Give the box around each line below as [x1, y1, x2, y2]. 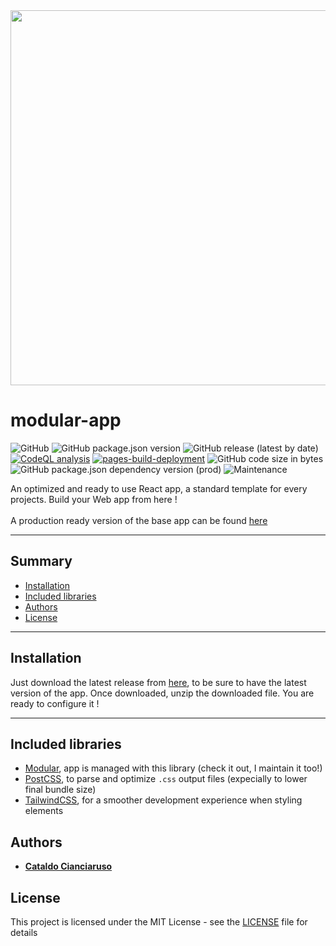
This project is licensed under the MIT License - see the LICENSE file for [10, 916, 308, 928]
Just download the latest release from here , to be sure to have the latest [10, 676, 307, 688]
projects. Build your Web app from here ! [10, 493, 178, 505]
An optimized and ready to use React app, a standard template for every [10, 482, 308, 494]
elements [24, 805, 64, 817]
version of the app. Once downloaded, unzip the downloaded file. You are [10, 687, 315, 699]
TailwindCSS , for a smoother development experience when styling [24, 794, 303, 806]
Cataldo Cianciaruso [24, 860, 113, 873]
